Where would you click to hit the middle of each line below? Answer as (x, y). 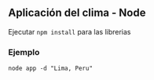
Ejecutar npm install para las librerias (70, 31)
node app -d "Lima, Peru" (50, 69)
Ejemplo (24, 52)
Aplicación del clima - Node (77, 13)
